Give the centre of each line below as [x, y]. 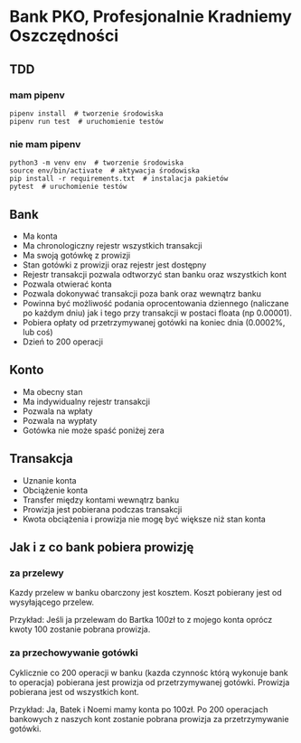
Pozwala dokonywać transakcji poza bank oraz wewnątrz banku [142, 293]
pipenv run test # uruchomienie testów [87, 121]
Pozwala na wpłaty [57, 411]
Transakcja [42, 459]
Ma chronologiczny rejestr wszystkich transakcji [112, 245]
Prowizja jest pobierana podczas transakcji [102, 509]
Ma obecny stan [52, 391]
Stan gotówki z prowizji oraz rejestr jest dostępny [114, 265]
